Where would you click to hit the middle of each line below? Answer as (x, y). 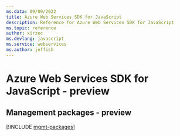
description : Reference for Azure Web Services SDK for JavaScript (90, 22)
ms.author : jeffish (30, 50)
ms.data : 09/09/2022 (31, 11)
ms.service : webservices (36, 45)
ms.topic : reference (31, 28)
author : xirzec (25, 33)
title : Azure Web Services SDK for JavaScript (64, 17)
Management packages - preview (69, 113)
